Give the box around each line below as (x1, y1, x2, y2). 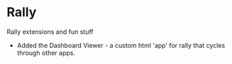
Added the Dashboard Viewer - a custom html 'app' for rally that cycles (16, 41, 226, 49)
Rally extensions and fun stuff (6, 27, 94, 36)
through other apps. (16, 49, 76, 57)
